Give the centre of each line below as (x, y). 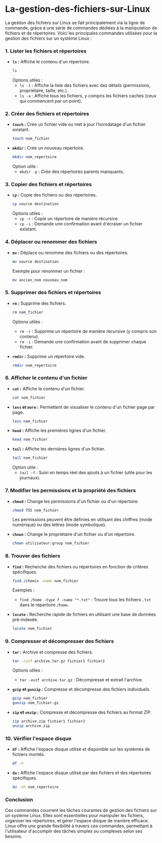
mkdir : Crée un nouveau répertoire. (48, 148)
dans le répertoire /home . (44, 605)
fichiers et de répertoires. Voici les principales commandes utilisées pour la (81, 33)
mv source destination (35, 261)
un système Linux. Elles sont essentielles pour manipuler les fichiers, (75, 815)
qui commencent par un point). (51, 101)
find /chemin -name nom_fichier (45, 581)
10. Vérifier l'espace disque (38, 738)
